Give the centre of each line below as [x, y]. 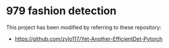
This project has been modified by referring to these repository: [84, 27]
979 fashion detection [61, 11]
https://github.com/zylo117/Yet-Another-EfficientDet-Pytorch [89, 39]
